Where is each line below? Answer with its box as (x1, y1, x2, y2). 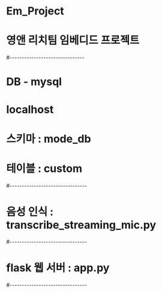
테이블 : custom (6, 161, 83, 175)
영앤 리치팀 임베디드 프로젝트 (6, 34, 140, 48)
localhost (6, 102, 54, 116)
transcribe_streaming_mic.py (6, 218, 157, 232)
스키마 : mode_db (6, 132, 91, 146)
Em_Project (6, 4, 64, 18)
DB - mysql (6, 75, 62, 88)
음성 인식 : (6, 205, 54, 218)
